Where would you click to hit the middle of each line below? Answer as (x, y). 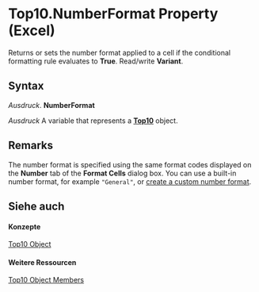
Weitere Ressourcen (42, 262)
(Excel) (32, 31)
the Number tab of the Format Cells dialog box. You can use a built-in (122, 173)
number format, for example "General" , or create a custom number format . (130, 181)
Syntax (26, 86)
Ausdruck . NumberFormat (51, 105)
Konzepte (25, 226)
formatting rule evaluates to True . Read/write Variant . (96, 61)
